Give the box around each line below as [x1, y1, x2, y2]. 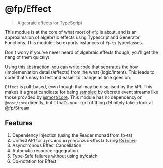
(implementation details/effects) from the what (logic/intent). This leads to [5, 69, 155, 75]
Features [5, 119, 33, 127]
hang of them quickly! [5, 54, 49, 60]
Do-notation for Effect [12, 158, 57, 164]
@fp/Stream [5, 105, 30, 111]
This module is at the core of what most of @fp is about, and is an [5, 29, 136, 35]
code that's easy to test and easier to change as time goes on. [5, 74, 132, 80]
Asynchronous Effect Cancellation [12, 142, 81, 148]
